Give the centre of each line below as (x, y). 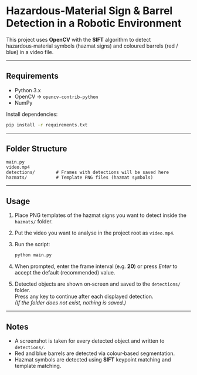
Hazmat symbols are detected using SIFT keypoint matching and (93, 359)
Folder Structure (37, 149)
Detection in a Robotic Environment (94, 23)
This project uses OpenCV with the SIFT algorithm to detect (79, 39)
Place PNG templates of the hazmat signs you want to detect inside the (100, 215)
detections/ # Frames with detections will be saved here (87, 173)
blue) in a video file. (30, 52)
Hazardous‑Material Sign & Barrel (89, 11)
